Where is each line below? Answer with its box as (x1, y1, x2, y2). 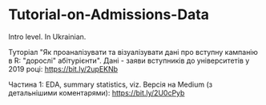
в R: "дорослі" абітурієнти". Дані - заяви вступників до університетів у (8, 56, 250, 65)
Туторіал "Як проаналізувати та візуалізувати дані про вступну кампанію (8, 47, 259, 56)
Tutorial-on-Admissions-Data (8, 6, 210, 24)
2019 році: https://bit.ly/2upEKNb (8, 64, 119, 73)
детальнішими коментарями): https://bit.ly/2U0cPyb (8, 87, 185, 97)
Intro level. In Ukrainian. (8, 32, 87, 41)
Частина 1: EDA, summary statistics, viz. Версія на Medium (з (8, 80, 213, 89)
